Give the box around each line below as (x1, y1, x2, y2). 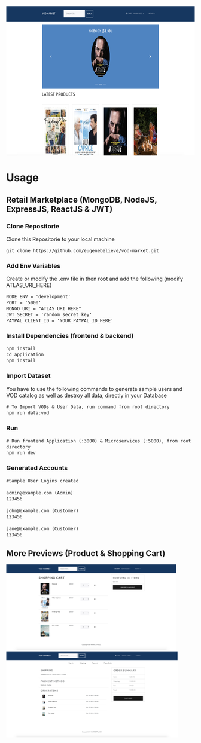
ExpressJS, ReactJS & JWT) (6, 204, 113, 214)
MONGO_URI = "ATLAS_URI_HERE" (6, 306, 82, 312)
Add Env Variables (6, 261, 61, 270)
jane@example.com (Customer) (6, 526, 79, 532)
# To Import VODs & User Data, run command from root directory (6, 403, 170, 410)
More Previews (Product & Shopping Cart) (6, 548, 166, 558)
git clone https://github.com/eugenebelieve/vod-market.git (6, 247, 160, 253)
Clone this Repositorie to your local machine (6, 236, 115, 243)
